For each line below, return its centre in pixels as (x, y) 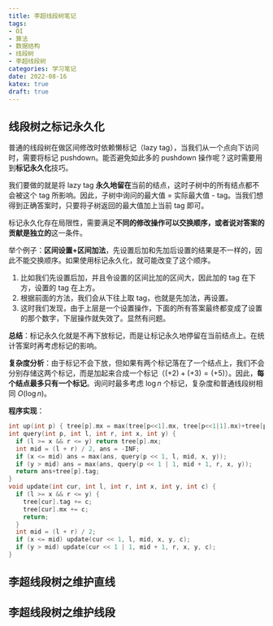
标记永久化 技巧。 (44, 168)
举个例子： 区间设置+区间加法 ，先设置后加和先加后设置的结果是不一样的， (132, 250)
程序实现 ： (26, 411)
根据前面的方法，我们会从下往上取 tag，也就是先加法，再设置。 (126, 298)
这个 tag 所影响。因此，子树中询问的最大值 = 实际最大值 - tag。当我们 (139, 195)
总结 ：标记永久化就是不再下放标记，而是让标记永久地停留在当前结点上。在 (133, 336)
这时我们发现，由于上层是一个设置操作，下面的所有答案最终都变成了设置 (141, 308)
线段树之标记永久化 (56, 126)
